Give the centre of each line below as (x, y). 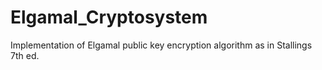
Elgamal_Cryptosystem (109, 17)
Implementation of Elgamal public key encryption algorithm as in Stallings (161, 45)
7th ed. (25, 55)
